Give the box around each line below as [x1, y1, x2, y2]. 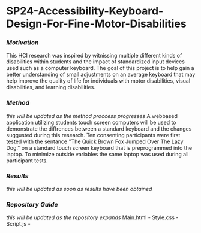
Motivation [6, 38, 39, 47]
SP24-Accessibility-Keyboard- [6, 4, 164, 18]
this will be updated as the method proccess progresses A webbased [6, 112, 178, 119]
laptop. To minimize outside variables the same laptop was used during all [6, 150, 189, 158]
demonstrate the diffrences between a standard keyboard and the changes [6, 125, 192, 132]
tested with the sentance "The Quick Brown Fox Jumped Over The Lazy [6, 138, 184, 145]
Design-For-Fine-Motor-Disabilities [6, 17, 187, 31]
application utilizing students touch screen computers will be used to [6, 119, 176, 126]
